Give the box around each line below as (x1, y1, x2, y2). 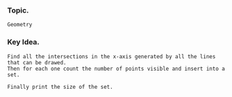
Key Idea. (7, 37, 40, 47)
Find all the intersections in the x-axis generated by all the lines (7, 53, 216, 60)
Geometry (7, 21, 33, 28)
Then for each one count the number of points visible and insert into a (7, 65, 226, 72)
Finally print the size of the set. (7, 83, 113, 90)
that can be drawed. (7, 59, 67, 66)
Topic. (7, 6, 29, 15)
